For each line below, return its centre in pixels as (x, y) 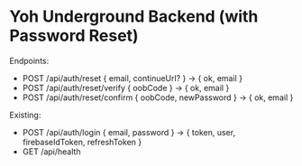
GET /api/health (51, 152)
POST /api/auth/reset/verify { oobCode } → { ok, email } (126, 88)
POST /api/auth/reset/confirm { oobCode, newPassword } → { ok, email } (158, 97)
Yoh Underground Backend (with (134, 17)
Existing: (25, 115)
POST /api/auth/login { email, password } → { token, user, (129, 132)
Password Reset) (74, 36)
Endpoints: (29, 60)
